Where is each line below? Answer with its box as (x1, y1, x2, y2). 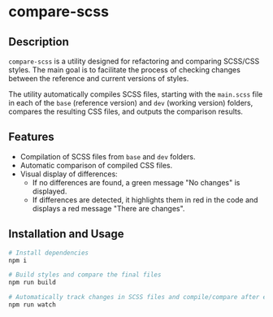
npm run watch (8, 301, 57, 309)
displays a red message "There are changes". (32, 203, 185, 213)
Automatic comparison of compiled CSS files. (19, 160, 173, 170)
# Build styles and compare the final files (8, 271, 162, 279)
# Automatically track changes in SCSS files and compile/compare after (8, 293, 260, 302)
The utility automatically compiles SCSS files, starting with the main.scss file (8, 89, 263, 99)
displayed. (32, 186, 67, 196)
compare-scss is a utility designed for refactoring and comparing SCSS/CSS (8, 56, 260, 66)
